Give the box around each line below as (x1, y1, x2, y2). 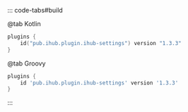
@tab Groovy (7, 59, 46, 68)
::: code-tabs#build (7, 6, 64, 14)
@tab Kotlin (7, 20, 41, 27)
